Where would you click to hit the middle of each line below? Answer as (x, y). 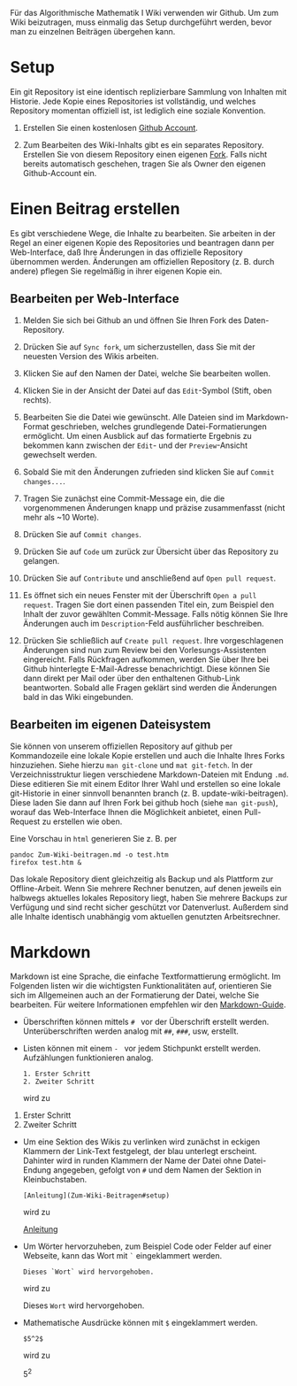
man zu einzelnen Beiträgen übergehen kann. (93, 31)
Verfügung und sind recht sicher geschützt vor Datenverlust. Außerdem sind (149, 907)
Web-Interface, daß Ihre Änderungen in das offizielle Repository (126, 252)
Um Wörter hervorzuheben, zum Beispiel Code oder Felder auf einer (147, 1246)
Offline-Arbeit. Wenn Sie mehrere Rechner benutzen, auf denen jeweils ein (146, 888)
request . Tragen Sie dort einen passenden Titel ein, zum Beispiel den (148, 604)
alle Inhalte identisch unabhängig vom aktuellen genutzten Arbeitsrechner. (145, 916)
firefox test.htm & (46, 862)
